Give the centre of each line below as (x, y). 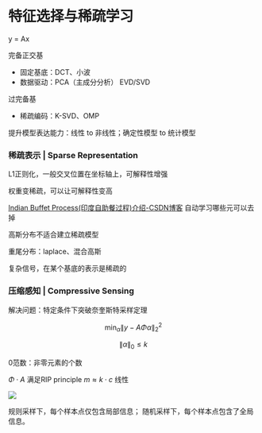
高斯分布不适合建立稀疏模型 (54, 234)
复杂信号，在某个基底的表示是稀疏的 (67, 269)
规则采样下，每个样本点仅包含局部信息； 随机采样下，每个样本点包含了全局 (131, 411)
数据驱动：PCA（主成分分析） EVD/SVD (85, 82)
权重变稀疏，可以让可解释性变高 (60, 191)
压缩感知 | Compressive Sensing (71, 291)
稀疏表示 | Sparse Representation (73, 155)
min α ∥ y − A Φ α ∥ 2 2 (133, 327)
